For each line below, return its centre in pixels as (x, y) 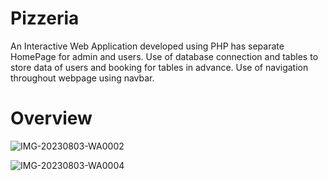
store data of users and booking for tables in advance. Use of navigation (159, 67)
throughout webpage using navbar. (82, 78)
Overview (51, 118)
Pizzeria (45, 18)
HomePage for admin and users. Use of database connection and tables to (164, 56)
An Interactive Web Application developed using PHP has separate (147, 46)
